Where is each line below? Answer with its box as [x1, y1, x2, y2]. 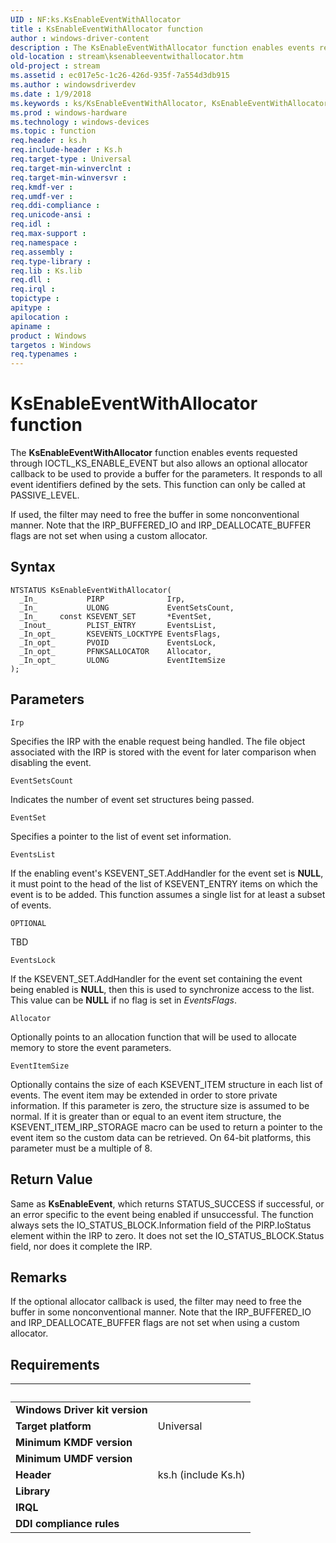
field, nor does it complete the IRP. [10, 1240, 153, 1252]
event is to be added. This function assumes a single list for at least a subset [10, 888, 326, 900]
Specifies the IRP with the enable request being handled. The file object [10, 735, 306, 747]
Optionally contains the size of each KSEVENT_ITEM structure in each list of [10, 1078, 323, 1090]
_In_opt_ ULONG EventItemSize [19, 655, 226, 665]
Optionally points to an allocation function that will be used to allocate [10, 1031, 297, 1043]
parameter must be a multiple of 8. [10, 1142, 153, 1154]
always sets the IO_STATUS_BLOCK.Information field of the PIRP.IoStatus [10, 1219, 312, 1231]
